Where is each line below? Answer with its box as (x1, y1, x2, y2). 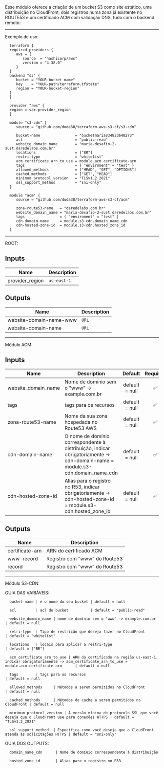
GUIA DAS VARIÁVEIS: (5, 590, 50, 596)
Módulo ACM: (5, 342, 33, 348)
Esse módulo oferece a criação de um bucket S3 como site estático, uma (5, 4, 152, 10)
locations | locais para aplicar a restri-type (9, 642, 112, 647)
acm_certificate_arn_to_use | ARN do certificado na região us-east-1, (9, 655, 159, 660)
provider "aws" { (9, 103, 45, 108)
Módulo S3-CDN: (5, 580, 40, 586)
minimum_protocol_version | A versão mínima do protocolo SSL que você (9, 711, 159, 716)
